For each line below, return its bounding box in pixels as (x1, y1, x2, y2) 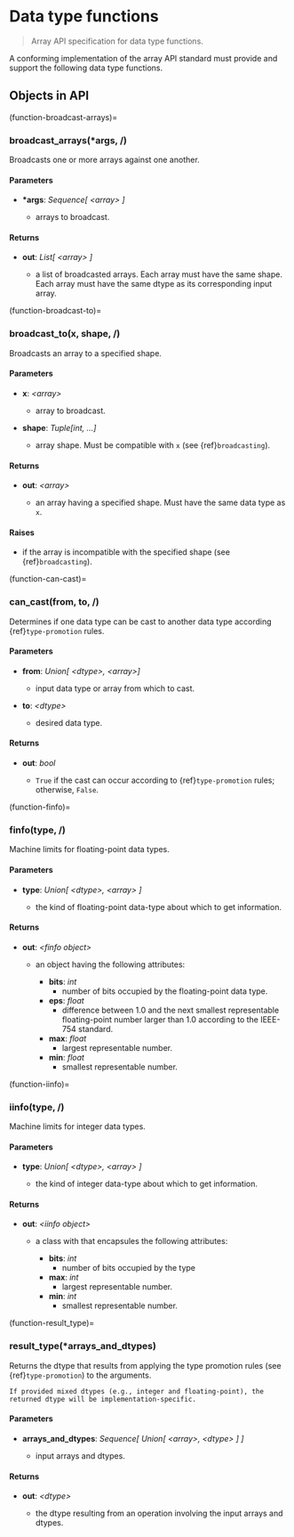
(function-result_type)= (9, 1318, 95, 1329)
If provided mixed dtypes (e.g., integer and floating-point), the (9, 1387, 265, 1395)
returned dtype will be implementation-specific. (9, 1395, 197, 1403)
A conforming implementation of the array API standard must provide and (9, 53, 278, 63)
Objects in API (9, 88, 90, 103)
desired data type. (35, 717, 103, 728)
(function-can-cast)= (9, 573, 87, 584)
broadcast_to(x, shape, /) (9, 328, 121, 340)
